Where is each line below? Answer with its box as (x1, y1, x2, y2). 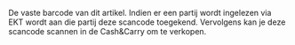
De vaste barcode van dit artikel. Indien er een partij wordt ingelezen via (8, 8, 272, 18)
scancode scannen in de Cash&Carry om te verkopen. (8, 26, 207, 36)
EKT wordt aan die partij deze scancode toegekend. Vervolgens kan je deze (8, 17, 286, 27)
